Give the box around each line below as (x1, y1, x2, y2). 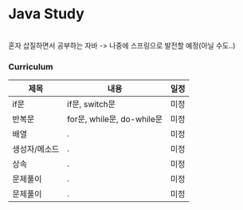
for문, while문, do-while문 (67, 113, 163, 125)
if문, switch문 (67, 99, 116, 110)
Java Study (8, 5, 85, 23)
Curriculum (8, 61, 53, 72)
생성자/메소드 (12, 144, 60, 155)
